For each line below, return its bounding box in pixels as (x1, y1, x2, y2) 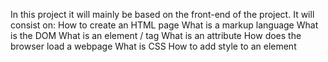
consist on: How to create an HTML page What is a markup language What (10, 19, 319, 31)
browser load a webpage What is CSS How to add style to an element (10, 40, 297, 52)
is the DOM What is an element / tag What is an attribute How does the (10, 30, 302, 41)
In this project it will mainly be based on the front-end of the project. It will (10, 9, 315, 20)
